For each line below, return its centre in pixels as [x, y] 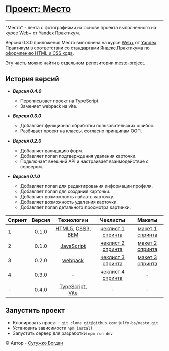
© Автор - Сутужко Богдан [34, 343]
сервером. [32, 166]
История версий [32, 79]
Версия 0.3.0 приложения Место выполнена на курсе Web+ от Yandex [81, 42]
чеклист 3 [112, 257]
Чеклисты [113, 220]
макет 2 [147, 243]
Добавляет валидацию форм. [52, 150]
